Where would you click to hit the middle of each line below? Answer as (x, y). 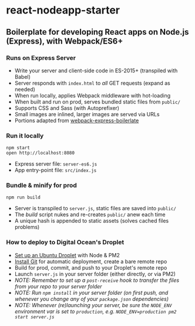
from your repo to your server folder (58, 286)
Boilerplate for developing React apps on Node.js (97, 32)
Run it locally (25, 136)
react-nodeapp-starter (63, 10)
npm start (18, 148)
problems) (27, 227)
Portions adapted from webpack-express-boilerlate (77, 120)
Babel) (23, 76)
